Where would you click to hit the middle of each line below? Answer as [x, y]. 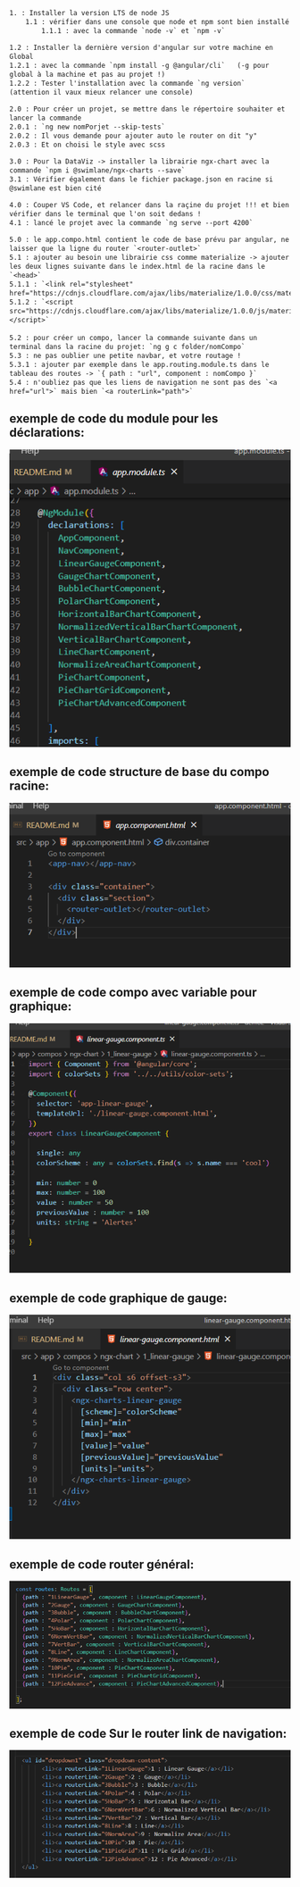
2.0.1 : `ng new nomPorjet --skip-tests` [87, 127]
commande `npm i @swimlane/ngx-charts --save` [97, 171]
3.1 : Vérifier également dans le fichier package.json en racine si [142, 180]
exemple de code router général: [102, 1564]
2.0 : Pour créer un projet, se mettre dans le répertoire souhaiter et [147, 109]
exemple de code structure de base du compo [139, 772]
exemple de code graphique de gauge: [118, 1298]
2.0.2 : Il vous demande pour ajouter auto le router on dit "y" [133, 136]
